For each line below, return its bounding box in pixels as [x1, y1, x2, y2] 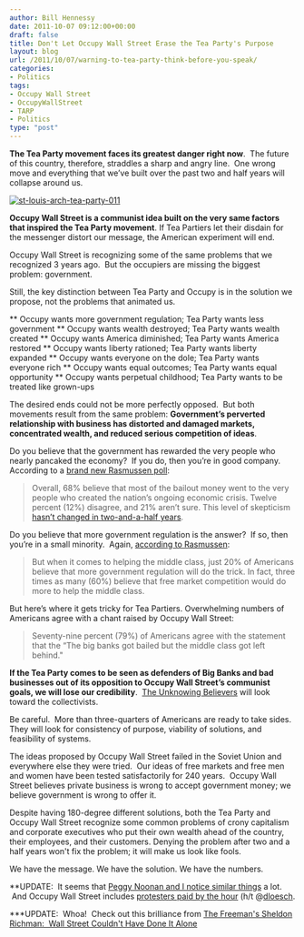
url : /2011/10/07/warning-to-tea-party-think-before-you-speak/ [9, 55, 258, 65]
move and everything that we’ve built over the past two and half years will [9, 167, 286, 178]
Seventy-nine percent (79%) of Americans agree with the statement [31, 630, 286, 641]
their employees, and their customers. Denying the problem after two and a [9, 836, 290, 847]
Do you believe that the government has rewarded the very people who [9, 446, 276, 456]
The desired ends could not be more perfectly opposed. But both [9, 399, 255, 409]
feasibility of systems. [9, 733, 92, 744]
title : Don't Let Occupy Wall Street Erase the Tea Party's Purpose [9, 38, 274, 48]
